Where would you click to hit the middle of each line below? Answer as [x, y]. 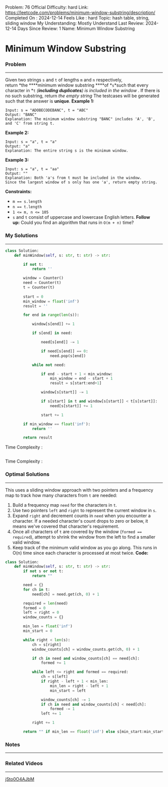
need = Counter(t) [42, 283]
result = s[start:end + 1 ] [75, 383]
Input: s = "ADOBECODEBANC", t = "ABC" [47, 110]
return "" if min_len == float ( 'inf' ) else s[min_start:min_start [94, 732]
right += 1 [43, 723]
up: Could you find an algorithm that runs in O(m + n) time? [73, 223]
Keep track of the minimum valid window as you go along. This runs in [85, 547]
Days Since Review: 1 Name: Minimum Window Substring [76, 29]
